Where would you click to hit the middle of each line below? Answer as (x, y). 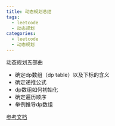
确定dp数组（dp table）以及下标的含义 (62, 75)
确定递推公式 (30, 82)
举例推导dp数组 (34, 104)
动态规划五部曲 (24, 62)
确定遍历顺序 (30, 97)
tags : (13, 17)
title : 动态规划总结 (29, 12)
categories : (21, 34)
